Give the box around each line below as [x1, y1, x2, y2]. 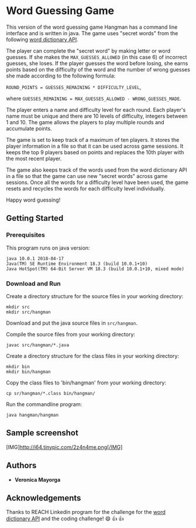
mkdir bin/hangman [6, 369, 51, 374]
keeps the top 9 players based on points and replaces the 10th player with [6, 148, 184, 156]
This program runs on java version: [6, 244, 90, 251]
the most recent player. [6, 155, 62, 162]
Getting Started [6, 213, 64, 223]
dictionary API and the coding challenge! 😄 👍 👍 [6, 515, 124, 522]
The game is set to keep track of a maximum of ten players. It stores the [6, 136, 180, 143]
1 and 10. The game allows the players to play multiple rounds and [6, 118, 165, 125]
